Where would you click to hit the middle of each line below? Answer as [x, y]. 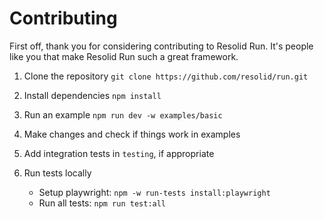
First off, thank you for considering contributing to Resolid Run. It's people [161, 46]
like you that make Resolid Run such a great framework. [124, 56]
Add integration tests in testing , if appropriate [119, 153]
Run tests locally [57, 173]
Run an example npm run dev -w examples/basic [123, 114]
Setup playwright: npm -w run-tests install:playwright [154, 192]
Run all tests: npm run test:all [102, 203]
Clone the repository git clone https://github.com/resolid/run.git [166, 76]
